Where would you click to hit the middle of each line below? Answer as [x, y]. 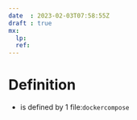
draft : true [30, 23]
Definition [42, 85]
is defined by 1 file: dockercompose [75, 107]
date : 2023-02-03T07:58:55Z [59, 16]
